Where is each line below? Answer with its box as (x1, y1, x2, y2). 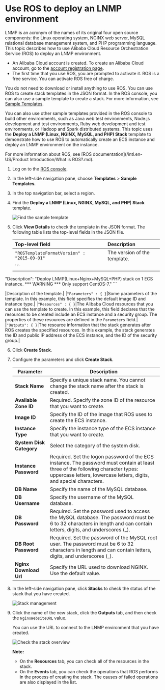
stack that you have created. (12, 590, 70, 597)
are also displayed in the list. (19, 679, 78, 685)
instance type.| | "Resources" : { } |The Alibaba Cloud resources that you (5, 301, 154, 307)
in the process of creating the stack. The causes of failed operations (19, 674, 158, 680)
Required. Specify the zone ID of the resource (50, 396, 156, 403)
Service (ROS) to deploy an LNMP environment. (5, 50, 102, 56)
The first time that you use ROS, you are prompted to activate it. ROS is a (12, 70, 160, 76)
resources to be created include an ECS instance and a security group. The (5, 311, 158, 317)
